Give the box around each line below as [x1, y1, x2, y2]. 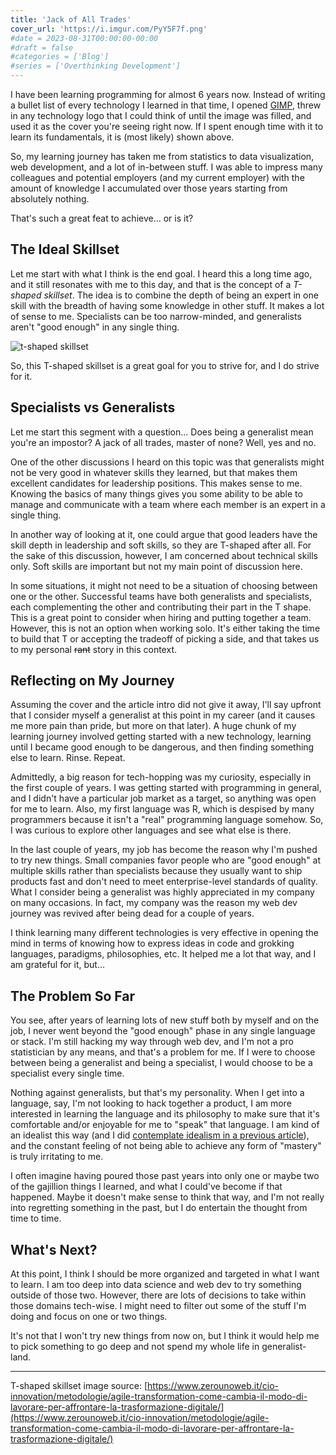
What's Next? [10, 1241, 98, 1258]
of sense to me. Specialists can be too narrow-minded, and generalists [10, 310, 302, 322]
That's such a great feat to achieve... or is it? [10, 212, 194, 224]
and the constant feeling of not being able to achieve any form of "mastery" [10, 1140, 322, 1152]
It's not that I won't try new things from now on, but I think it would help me [10, 1330, 320, 1342]
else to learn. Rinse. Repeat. [10, 752, 126, 764]
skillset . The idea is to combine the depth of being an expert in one [43, 289, 319, 301]
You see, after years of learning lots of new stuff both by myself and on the [10, 1014, 320, 1026]
